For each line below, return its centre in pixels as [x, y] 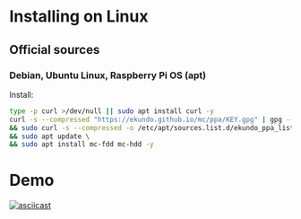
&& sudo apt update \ [50, 136]
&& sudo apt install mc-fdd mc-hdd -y [82, 145]
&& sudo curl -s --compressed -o [72, 127]
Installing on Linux [79, 17]
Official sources [55, 50]
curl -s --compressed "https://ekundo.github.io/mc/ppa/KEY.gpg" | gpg [146, 119]
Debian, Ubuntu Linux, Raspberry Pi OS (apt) [108, 75]
